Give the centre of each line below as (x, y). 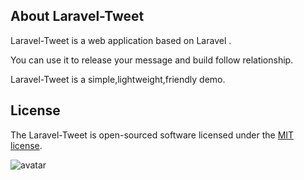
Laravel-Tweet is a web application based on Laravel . (121, 40)
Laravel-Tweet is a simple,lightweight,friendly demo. (118, 79)
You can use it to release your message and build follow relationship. (152, 60)
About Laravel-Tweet (77, 16)
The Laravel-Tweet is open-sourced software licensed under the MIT (152, 135)
